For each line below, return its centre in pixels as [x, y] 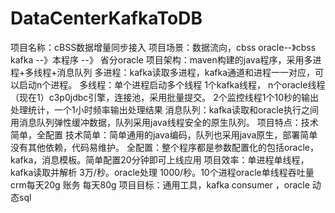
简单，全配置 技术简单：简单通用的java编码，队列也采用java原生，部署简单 [164, 134]
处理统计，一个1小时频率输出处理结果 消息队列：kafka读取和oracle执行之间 [164, 109]
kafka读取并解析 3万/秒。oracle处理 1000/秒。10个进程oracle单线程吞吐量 [162, 172]
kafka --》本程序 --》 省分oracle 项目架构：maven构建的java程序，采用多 [161, 59]
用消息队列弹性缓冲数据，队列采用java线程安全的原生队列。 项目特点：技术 [164, 122]
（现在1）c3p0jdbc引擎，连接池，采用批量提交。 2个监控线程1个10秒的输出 [164, 97]
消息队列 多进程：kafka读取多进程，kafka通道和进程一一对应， [186, 72]
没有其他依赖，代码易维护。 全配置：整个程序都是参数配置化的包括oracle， [165, 147]
